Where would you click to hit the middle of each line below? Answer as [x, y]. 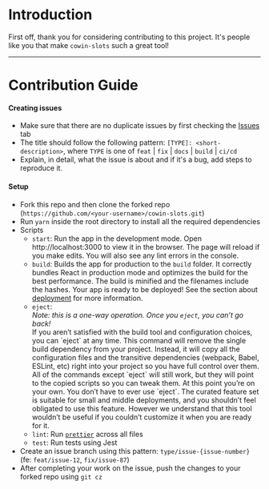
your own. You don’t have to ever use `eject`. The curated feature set [145, 391]
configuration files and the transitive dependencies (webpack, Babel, [145, 357]
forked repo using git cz [61, 476]
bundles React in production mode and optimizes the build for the [140, 272]
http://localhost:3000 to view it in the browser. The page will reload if [146, 247]
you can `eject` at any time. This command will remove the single [139, 340]
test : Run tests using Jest [74, 443]
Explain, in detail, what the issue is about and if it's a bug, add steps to [136, 160]
